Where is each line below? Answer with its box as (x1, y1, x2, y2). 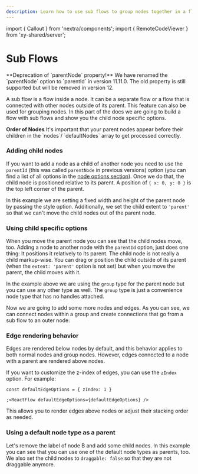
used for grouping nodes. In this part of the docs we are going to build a (6, 108, 181, 115)
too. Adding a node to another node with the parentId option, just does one (6, 244, 189, 251)
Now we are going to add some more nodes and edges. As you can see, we (6, 304, 190, 311)
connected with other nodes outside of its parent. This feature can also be (6, 102, 186, 109)
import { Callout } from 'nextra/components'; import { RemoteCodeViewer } (6, 25, 189, 32)
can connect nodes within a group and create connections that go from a (6, 311, 184, 318)
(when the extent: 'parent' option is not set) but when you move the (6, 262, 176, 270)
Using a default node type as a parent (6, 428, 116, 437)
